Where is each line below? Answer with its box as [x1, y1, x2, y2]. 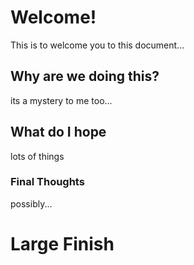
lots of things [10, 150, 65, 162]
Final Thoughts [10, 175, 85, 189]
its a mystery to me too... [10, 94, 113, 106]
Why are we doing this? [10, 68, 160, 85]
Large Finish [10, 233, 115, 256]
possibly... [10, 197, 53, 210]
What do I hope [10, 124, 107, 141]
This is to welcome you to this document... [10, 39, 185, 51]
